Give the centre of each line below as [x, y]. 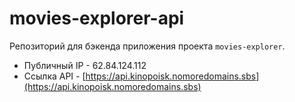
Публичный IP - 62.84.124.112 [85, 65]
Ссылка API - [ [54, 76]
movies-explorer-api [97, 18]
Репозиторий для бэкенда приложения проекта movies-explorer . [147, 46]
